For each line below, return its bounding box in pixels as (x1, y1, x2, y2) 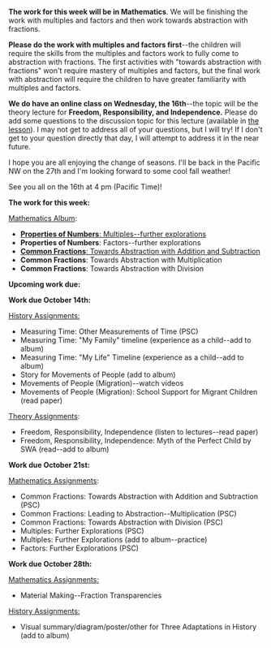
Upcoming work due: (8, 279, 81, 289)
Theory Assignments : (8, 412, 80, 421)
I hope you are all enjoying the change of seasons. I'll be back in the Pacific (8, 158, 261, 167)
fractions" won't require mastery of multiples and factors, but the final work (8, 66, 261, 76)
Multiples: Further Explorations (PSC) (19, 526, 144, 535)
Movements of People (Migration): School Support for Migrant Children (19, 387, 258, 396)
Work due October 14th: (8, 296, 91, 305)
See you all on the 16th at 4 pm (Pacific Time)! (8, 182, 162, 192)
